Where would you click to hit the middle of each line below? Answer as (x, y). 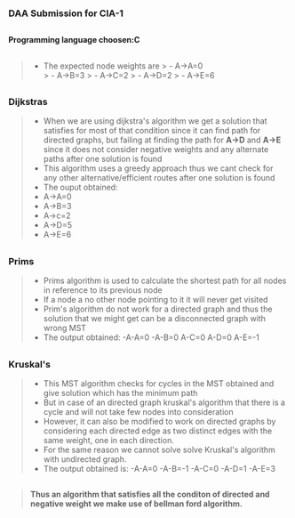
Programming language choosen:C (74, 40)
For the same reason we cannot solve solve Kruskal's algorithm (159, 449)
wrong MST (64, 328)
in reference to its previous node (103, 290)
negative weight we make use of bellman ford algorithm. (136, 504)
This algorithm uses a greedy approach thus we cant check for (158, 168)
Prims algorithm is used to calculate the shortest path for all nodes (165, 281)
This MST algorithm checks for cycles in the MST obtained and (159, 384)
